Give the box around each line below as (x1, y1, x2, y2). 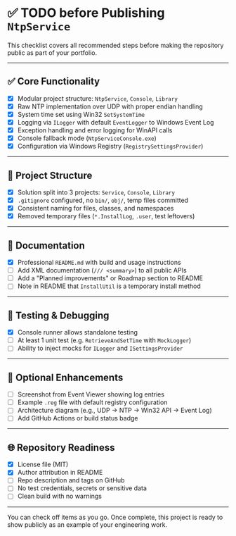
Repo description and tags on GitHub (17, 476, 125, 485)
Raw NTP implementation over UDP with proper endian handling (17, 102, 204, 111)
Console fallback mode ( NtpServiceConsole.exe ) (17, 134, 157, 142)
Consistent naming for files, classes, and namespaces (17, 204, 174, 213)
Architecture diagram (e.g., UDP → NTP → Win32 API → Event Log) (17, 406, 212, 415)
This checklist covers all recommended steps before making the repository (7, 41, 224, 49)
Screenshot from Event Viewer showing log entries (17, 390, 165, 399)
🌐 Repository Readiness (7, 442, 115, 454)
